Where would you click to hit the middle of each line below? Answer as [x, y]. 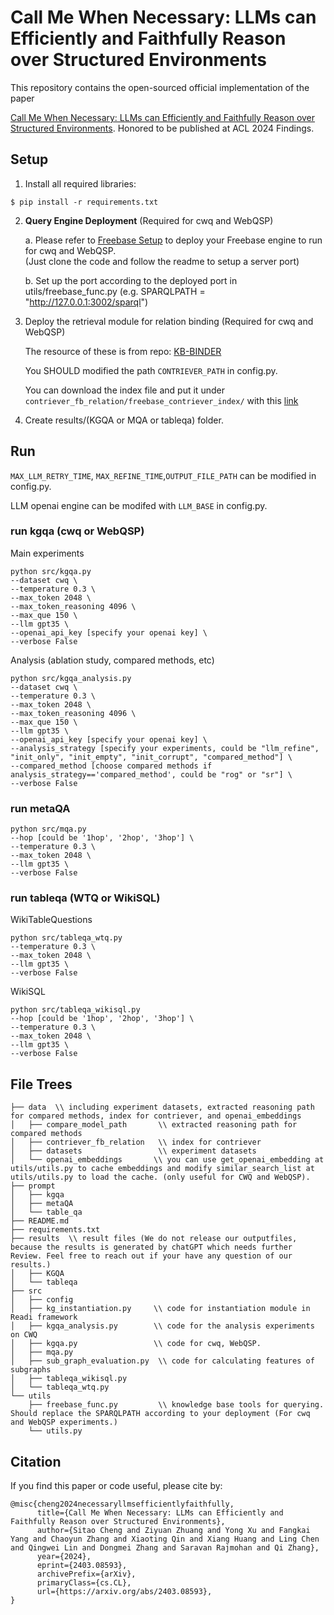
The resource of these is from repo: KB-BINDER [123, 351]
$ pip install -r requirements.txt [84, 202]
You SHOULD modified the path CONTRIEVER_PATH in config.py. [151, 370]
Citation [36, 1461]
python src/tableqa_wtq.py [66, 938]
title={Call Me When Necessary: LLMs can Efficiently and [160, 1513]
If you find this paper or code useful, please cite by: [116, 1486]
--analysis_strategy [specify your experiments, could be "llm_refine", [165, 748]
